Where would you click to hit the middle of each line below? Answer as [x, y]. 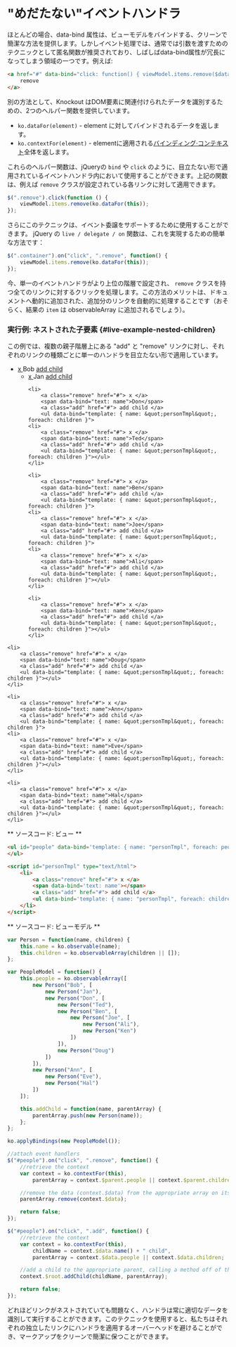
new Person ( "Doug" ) [86, 1050]
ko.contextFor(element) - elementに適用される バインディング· [107, 143]
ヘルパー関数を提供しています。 [87, 110]
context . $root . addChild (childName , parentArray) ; [94, 1277]
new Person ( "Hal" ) [72, 1083]
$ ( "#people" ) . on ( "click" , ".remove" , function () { [83, 1161]
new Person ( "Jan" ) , [73, 991]
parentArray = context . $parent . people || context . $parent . [121, 1180]
